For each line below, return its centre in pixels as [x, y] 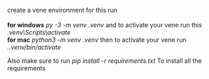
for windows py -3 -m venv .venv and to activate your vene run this [105, 25]
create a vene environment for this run [62, 10]
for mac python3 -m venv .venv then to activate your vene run [97, 40]
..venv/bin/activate [34, 47]
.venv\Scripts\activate [39, 32]
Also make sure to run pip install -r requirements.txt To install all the [104, 61]
